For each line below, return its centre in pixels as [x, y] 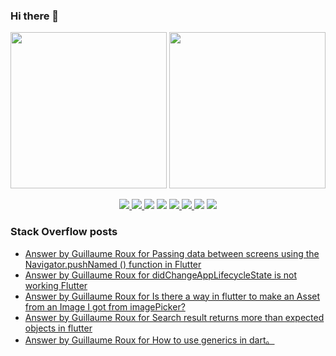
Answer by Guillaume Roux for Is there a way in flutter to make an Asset [172, 296]
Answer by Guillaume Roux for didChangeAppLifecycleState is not [160, 275]
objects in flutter [58, 328]
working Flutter [56, 285]
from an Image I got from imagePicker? [105, 306]
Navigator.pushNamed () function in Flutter [113, 264]
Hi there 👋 [35, 16]
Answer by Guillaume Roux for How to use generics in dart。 [149, 340]
